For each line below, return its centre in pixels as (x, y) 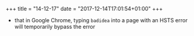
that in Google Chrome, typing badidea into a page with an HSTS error (101, 20)
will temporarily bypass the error (55, 27)
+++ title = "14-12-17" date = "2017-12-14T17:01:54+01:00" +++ (84, 9)
